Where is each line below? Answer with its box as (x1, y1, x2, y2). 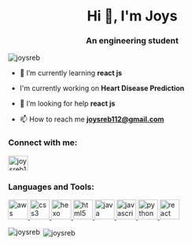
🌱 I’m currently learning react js (19, 69, 123, 78)
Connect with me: (8, 137, 78, 148)
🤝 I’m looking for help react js (19, 98, 116, 109)
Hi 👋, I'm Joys (87, 7, 178, 25)
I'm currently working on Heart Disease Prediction (19, 84, 185, 93)
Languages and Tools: (8, 181, 94, 192)
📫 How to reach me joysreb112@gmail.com (19, 114, 164, 124)
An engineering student (86, 35, 179, 46)
